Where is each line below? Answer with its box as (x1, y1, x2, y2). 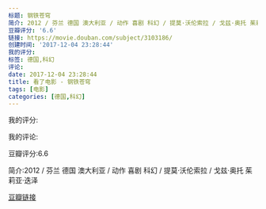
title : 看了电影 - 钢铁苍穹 (8, 78, 91, 85)
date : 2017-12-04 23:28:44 (8, 70, 97, 78)
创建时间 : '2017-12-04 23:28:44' (8, 41, 114, 49)
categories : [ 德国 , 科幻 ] (8, 93, 85, 101)
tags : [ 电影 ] (8, 85, 49, 93)
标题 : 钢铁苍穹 (8, 11, 51, 20)
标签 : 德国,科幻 (8, 56, 55, 64)
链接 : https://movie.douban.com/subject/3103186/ (8, 33, 173, 42)
